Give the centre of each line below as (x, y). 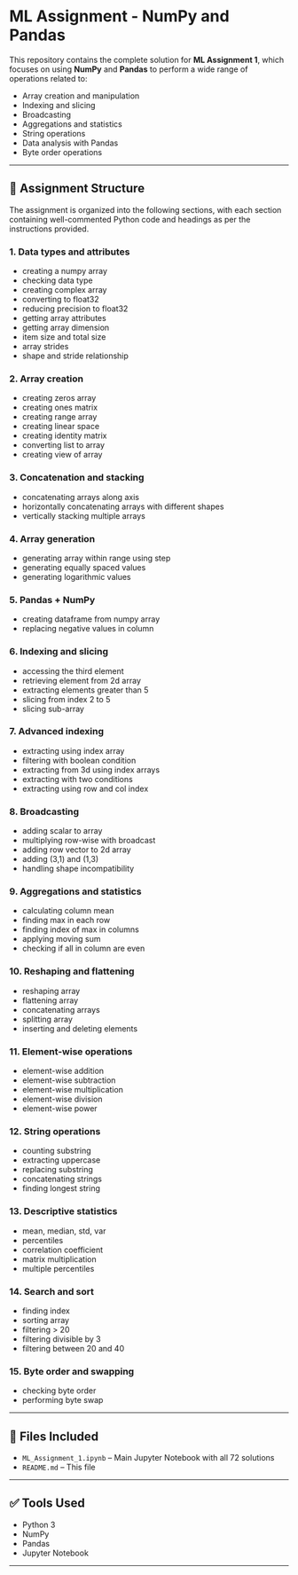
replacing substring (57, 1170)
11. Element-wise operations (71, 1051)
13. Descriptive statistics (63, 1211)
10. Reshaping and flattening (72, 971)
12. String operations (55, 1131)
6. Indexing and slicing (59, 652)
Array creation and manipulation (81, 96)
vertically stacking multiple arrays (84, 515)
